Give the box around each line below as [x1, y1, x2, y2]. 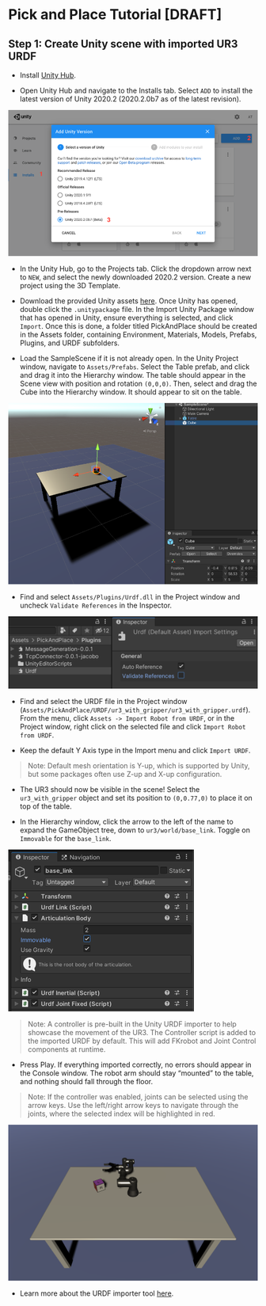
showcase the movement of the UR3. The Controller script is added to [27, 1028, 256, 1038]
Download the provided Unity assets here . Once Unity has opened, [19, 296, 238, 306]
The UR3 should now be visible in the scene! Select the [19, 785, 200, 794]
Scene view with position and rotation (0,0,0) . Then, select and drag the [19, 379, 257, 389]
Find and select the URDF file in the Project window [19, 697, 188, 706]
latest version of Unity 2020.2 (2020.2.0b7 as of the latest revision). [19, 94, 241, 104]
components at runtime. [27, 1045, 106, 1054]
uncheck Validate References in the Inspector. [19, 600, 173, 610]
